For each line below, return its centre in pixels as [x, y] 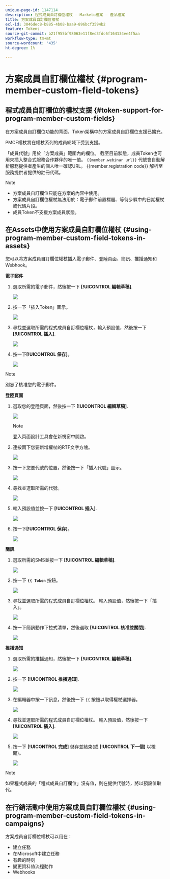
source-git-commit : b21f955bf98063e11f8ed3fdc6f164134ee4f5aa [73, 34]
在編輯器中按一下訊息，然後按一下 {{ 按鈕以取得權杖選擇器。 [76, 700]
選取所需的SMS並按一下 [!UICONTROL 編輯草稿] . [64, 560]
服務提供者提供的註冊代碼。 [34, 172]
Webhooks [24, 872]
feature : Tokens [22, 29]
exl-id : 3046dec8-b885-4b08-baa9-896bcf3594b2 [55, 24]
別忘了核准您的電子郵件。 [32, 385]
